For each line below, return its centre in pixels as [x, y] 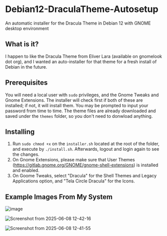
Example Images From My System [59, 197]
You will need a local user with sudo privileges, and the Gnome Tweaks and [82, 95]
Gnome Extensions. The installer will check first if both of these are [74, 100]
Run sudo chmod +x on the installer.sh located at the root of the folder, [86, 144]
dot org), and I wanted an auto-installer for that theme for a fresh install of [81, 62]
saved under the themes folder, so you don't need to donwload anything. [79, 116]
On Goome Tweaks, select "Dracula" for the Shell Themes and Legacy [84, 176]
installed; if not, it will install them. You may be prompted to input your [77, 105]
